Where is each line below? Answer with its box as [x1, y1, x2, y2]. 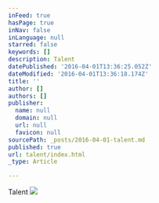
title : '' [8, 77, 41, 85]
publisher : [8, 99, 44, 107]
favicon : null [15, 128, 61, 136]
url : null [15, 121, 47, 129]
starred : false [8, 41, 58, 49]
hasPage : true [8, 19, 55, 27]
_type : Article [8, 158, 58, 166]
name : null [15, 107, 51, 115]
